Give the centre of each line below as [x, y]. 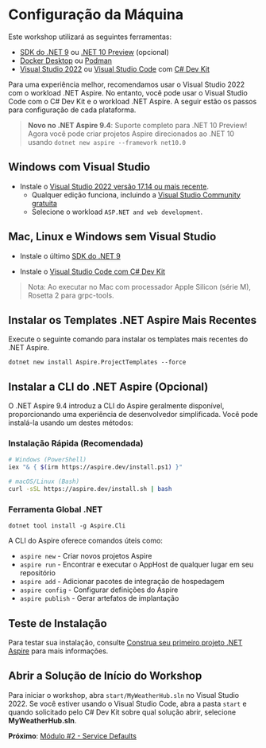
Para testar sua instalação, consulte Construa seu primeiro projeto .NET [125, 643]
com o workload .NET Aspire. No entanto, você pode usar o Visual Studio [128, 92]
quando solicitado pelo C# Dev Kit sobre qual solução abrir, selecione [122, 712]
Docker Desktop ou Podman [66, 60]
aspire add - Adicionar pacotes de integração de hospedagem [122, 582]
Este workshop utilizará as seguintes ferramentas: [90, 37]
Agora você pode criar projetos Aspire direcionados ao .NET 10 [131, 134]
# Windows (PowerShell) [48, 460]
